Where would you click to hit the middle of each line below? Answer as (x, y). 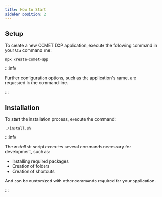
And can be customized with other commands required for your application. (81, 181)
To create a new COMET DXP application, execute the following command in (81, 45)
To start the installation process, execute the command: (60, 119)
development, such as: (28, 152)
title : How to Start (26, 9)
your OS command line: (28, 50)
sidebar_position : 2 (26, 14)
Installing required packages (40, 161)
